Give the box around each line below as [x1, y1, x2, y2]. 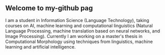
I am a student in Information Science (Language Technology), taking [5, 17, 149, 23]
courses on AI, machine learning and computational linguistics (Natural [5, 22, 153, 28]
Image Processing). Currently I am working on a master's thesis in [5, 33, 143, 39]
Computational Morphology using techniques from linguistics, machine [5, 38, 153, 44]
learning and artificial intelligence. [5, 43, 76, 49]
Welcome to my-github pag [5, 4, 93, 12]
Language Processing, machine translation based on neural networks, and [5, 27, 160, 34]
